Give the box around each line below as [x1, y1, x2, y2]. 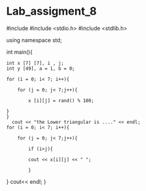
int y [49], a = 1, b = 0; [6, 66, 75, 72]
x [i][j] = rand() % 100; [28, 97, 95, 103]
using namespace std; [6, 36, 62, 43]
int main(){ [6, 48, 33, 56]
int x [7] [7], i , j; [6, 60, 64, 66]
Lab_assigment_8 [6, 4, 97, 18]
